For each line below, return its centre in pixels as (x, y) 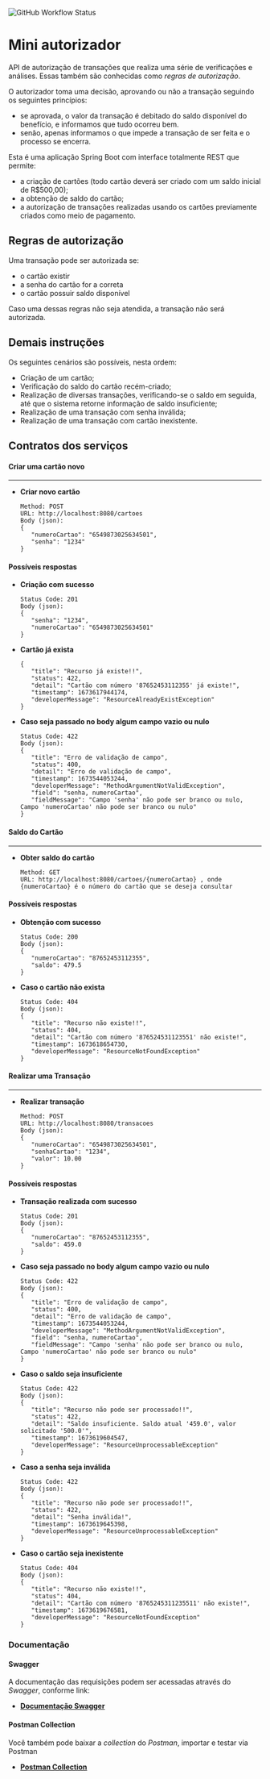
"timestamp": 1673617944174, (80, 693)
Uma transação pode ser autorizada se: (74, 260)
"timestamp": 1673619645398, (80, 1524)
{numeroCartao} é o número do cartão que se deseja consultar (126, 886)
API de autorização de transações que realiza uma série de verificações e (131, 67)
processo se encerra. (55, 141)
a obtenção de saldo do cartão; (72, 198)
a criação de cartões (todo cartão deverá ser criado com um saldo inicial (140, 181)
